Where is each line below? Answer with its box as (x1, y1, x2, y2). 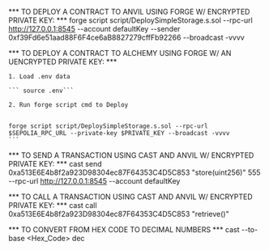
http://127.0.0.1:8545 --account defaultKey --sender (8, 24, 181, 33)
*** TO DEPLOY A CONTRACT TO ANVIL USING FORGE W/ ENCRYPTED (8, 7, 250, 16)
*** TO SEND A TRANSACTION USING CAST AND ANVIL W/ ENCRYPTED (8, 150, 254, 160)
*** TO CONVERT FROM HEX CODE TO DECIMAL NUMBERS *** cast (8, 225, 241, 234)
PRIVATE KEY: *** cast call (8, 201, 97, 210)
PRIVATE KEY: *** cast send (8, 159, 102, 168)
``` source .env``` (8, 87, 75, 95)
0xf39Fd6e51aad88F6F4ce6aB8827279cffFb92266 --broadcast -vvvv (8, 32, 245, 42)
